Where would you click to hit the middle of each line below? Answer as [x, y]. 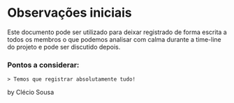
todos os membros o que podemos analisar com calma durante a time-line [114, 39]
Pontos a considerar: [43, 65]
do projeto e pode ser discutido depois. [64, 47]
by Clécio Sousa [31, 93]
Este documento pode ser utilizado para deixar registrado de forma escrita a [117, 32]
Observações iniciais [70, 13]
